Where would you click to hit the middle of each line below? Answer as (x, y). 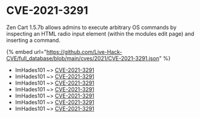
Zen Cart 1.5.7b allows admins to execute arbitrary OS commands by (92, 27)
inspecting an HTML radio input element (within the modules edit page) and (100, 33)
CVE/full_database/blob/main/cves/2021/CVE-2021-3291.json (83, 58)
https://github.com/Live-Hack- (84, 51)
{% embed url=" (27, 51)
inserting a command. (33, 40)
